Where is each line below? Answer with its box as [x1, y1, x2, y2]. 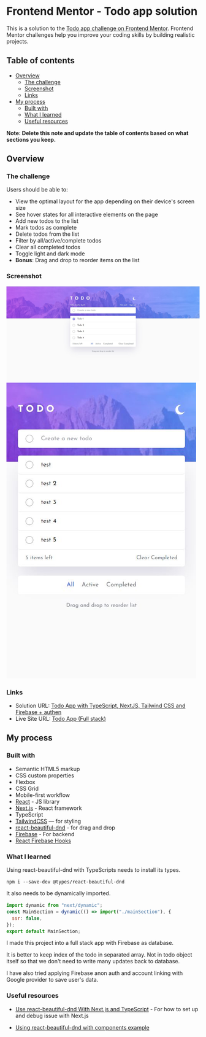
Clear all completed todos [15, 244, 81, 251]
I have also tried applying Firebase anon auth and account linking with [6, 969, 183, 977]
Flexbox [15, 778, 36, 785]
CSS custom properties [15, 772, 75, 779]
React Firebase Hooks [15, 837, 72, 844]
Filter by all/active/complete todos [15, 237, 102, 244]
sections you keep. [6, 136, 56, 143]
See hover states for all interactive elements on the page [15, 211, 158, 219]
